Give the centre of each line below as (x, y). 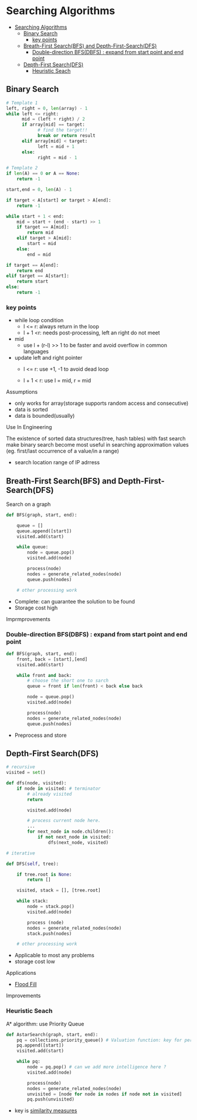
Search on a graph (28, 504)
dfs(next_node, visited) (78, 842)
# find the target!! (62, 130)
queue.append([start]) (44, 531)
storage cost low (35, 961)
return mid (40, 233)
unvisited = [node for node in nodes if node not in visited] (105, 1094)
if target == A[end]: (33, 265)
